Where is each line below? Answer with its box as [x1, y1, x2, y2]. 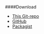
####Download [5, 4, 37, 10]
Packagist [12, 23, 33, 29]
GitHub [12, 19, 27, 24]
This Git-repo [12, 13, 39, 19]
